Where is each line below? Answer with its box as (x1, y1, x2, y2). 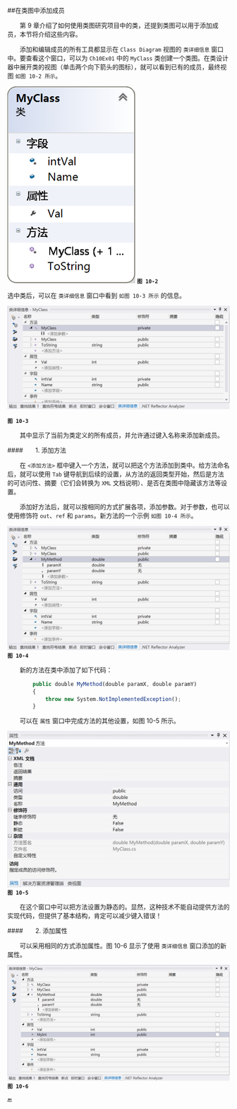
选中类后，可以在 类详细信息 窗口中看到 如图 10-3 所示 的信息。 (7, 291, 186, 299)
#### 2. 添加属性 (7, 927, 68, 935)
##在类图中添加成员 (7, 6, 65, 14)
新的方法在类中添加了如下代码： (20, 666, 113, 674)
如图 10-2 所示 (15, 73, 56, 80)
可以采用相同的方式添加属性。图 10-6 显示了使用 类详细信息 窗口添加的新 (20, 941, 227, 950)
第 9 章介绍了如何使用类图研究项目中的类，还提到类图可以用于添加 (20, 21, 213, 30)
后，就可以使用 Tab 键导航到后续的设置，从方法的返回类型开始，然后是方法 (7, 470, 224, 479)
